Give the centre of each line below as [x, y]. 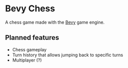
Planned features [32, 38]
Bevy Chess [30, 9]
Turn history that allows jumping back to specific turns [68, 55]
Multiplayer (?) [27, 60]
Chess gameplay [29, 49]
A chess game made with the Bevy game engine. [55, 22]
